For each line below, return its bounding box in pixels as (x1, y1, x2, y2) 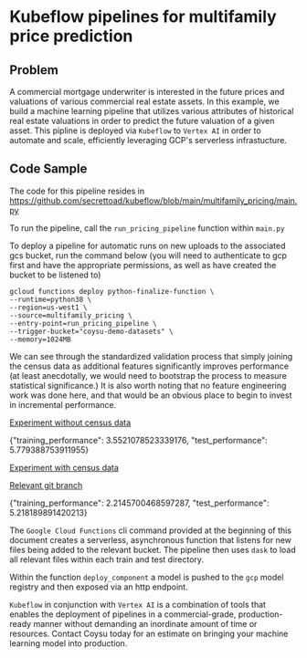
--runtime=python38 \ (9, 295, 92, 304)
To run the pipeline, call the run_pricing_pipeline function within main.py (9, 222, 285, 234)
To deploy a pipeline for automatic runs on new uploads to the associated (9, 240, 286, 251)
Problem (9, 62, 59, 78)
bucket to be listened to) (9, 269, 101, 280)
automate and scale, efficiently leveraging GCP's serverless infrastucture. (9, 135, 288, 145)
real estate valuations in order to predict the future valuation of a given (9, 116, 275, 126)
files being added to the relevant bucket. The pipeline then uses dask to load (9, 544, 297, 555)
